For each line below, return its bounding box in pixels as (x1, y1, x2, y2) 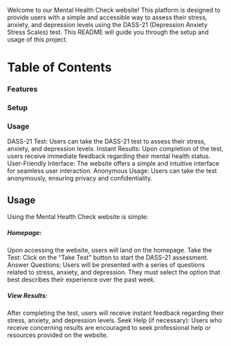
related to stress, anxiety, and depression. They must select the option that (7, 268, 221, 277)
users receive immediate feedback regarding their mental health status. (7, 152, 211, 160)
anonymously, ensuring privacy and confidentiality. (7, 174, 153, 182)
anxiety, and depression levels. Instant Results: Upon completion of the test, (7, 145, 223, 153)
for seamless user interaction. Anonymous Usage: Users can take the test (7, 166, 217, 175)
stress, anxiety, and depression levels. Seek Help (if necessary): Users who (7, 316, 223, 325)
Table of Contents (7, 60, 112, 76)
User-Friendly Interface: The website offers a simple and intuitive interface (7, 159, 220, 168)
